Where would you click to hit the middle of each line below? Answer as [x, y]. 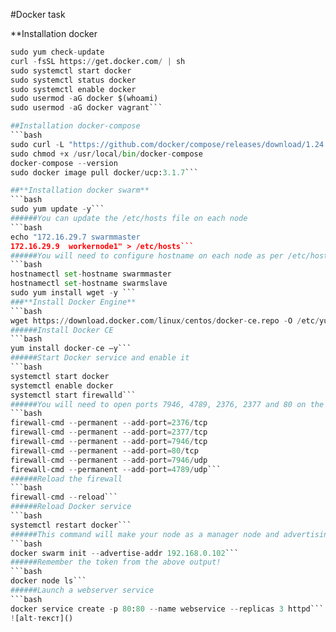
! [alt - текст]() [42, 618]
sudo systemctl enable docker [73, 89]
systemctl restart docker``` [71, 525]
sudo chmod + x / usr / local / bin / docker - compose [106, 154]
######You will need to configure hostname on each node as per [147, 255]
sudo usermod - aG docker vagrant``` [86, 108]
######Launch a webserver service [82, 590]
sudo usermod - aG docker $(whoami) [84, 99]
